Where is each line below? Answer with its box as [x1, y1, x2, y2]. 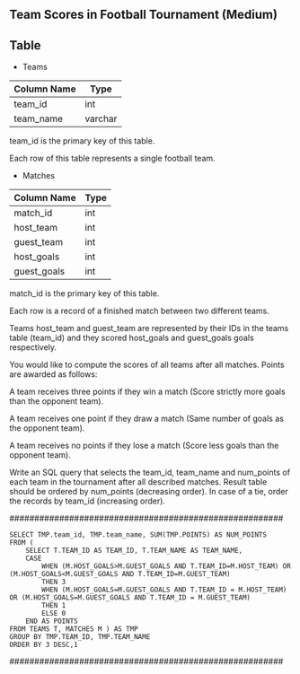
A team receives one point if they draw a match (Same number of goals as [9, 413, 285, 425]
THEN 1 [41, 601, 66, 610]
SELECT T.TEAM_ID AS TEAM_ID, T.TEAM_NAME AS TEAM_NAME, [25, 547, 243, 556]
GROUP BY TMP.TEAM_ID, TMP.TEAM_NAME [9, 633, 151, 642]
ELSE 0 [41, 609, 66, 618]
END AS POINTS [25, 617, 78, 626]
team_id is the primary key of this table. [9, 136, 155, 146]
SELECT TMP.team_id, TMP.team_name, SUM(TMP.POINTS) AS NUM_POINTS [9, 530, 268, 539]
